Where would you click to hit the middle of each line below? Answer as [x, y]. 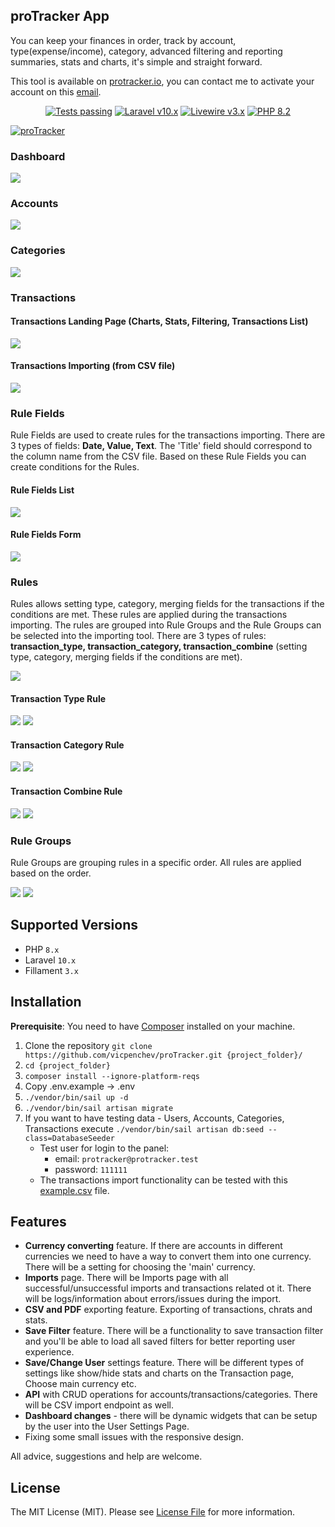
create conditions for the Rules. [75, 467]
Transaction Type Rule [58, 698]
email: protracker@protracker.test [126, 1158]
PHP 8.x [42, 949]
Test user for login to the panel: [104, 1148]
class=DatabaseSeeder [69, 1138]
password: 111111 [91, 1169]
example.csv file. [74, 1190]
